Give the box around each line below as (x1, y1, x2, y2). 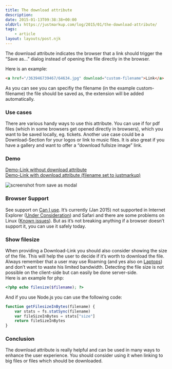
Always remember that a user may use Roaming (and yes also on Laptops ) (5, 258, 163, 265)
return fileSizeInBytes (14, 318, 66, 324)
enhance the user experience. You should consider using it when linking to (5, 353, 163, 359)
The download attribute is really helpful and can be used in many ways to (5, 347, 160, 353)
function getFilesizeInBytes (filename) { (5, 304, 95, 309)
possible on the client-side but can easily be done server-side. (5, 269, 138, 275)
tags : (5, 27, 17, 32)
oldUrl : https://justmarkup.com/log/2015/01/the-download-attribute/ (5, 22, 158, 27)
